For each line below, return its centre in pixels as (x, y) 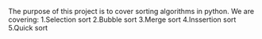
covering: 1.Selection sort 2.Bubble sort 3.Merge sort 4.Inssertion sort (122, 19)
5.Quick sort (28, 28)
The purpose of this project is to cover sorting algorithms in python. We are (131, 11)
